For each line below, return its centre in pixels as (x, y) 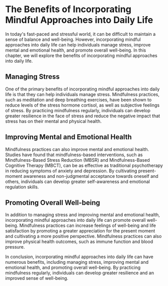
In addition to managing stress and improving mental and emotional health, (82, 215)
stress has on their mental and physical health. (54, 121)
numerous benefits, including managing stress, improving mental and (77, 262)
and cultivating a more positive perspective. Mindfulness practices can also (83, 236)
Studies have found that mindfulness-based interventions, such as (74, 155)
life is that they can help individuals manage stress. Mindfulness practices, (82, 94)
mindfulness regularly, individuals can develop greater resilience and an (80, 273)
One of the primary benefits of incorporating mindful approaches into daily (82, 89)
